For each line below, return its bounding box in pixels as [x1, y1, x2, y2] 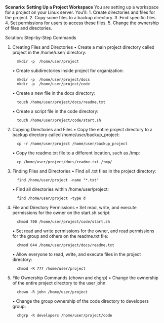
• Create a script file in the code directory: [12, 108, 99, 114]
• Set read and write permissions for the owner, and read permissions [12, 228, 155, 234]
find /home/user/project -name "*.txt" [17, 178, 99, 182]
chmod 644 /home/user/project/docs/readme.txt [17, 243, 115, 248]
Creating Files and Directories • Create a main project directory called [12, 44, 155, 50]
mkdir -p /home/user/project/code [17, 81, 90, 86]
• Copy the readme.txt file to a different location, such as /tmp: [12, 150, 140, 156]
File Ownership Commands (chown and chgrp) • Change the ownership [12, 275, 159, 281]
